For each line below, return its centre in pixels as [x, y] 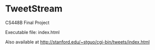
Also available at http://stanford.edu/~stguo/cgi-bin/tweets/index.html [77, 42]
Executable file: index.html [33, 32]
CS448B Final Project [27, 22]
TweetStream [34, 9]
